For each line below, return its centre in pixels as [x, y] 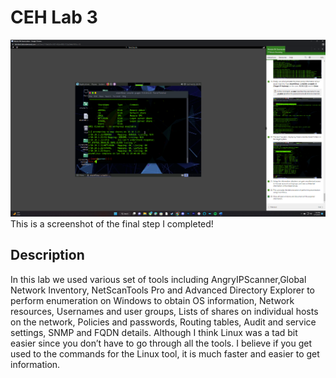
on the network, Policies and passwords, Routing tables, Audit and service [163, 322]
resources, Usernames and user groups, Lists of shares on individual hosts [164, 311]
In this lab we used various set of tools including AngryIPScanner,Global [158, 279]
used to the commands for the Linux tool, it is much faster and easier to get [165, 353]
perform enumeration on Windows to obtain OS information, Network [152, 300]
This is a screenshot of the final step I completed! [112, 223]
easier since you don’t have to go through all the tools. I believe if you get [161, 343]
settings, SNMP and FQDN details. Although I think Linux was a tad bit [154, 332]
